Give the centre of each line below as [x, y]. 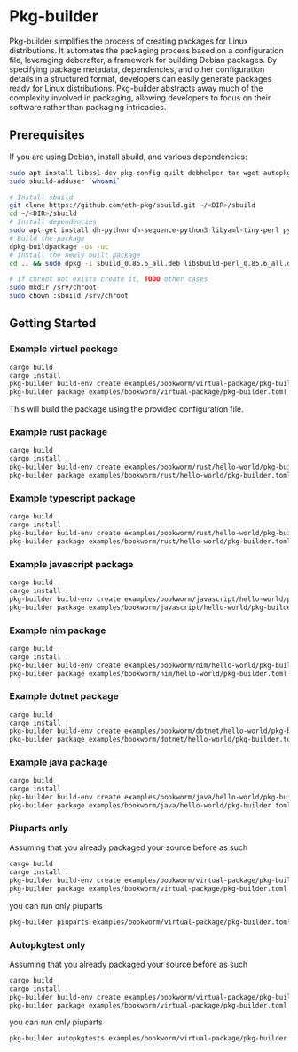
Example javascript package [71, 564]
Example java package [59, 762]
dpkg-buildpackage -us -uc [59, 246]
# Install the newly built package [75, 255]
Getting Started [53, 323]
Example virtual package [64, 349]
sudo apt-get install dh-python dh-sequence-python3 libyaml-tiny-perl [144, 230]
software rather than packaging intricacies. [88, 107]
